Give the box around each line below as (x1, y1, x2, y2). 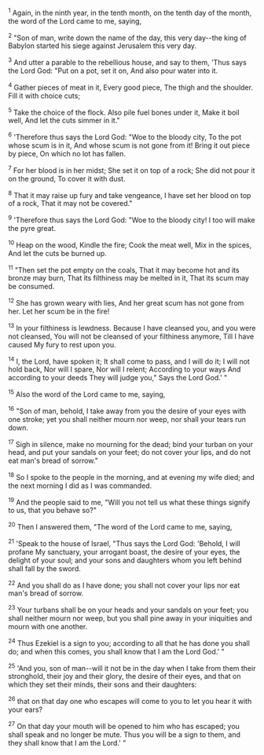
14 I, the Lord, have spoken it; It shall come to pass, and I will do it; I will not (8, 355, 250, 366)
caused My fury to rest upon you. (8, 339, 116, 349)
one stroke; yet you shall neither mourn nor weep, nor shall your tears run (8, 414, 246, 423)
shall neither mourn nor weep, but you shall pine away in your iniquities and (8, 614, 253, 623)
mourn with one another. (8, 622, 88, 632)
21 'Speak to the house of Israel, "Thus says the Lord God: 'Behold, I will (8, 537, 241, 548)
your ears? (8, 705, 43, 714)
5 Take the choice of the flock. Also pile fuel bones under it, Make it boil (8, 106, 240, 117)
